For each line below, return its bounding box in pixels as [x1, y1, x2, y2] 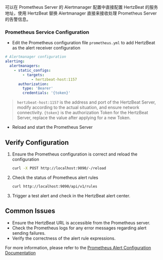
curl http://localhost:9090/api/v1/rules [12, 184, 97, 189]
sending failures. [12, 230, 46, 236]
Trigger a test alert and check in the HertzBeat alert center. [12, 192, 130, 198]
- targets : [22, 72, 45, 77]
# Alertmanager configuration [5, 54, 67, 59]
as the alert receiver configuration [12, 45, 80, 51]
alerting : [5, 59, 25, 64]
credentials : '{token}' [22, 90, 71, 96]
